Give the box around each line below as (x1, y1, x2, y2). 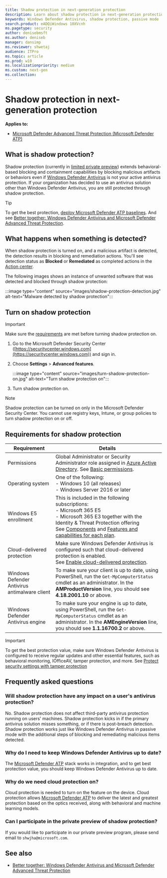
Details (99, 445, 116, 452)
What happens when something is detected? (5, 235, 147, 243)
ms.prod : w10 (5, 58, 32, 63)
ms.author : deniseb (5, 35, 46, 40)
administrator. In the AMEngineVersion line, (55, 618, 158, 625)
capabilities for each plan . (55, 532, 116, 539)
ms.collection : (5, 72, 37, 77)
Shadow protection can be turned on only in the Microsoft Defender (5, 405, 144, 411)
